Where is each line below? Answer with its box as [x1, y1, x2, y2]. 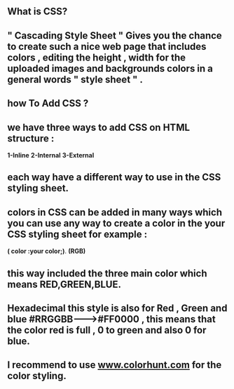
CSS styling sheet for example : [7, 228, 148, 240]
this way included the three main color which [7, 267, 207, 279]
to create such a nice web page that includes [7, 40, 207, 52]
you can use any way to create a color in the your [7, 217, 226, 229]
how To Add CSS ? [7, 98, 89, 110]
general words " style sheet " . [7, 73, 144, 85]
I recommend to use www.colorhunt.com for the [7, 359, 222, 371]
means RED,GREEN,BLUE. [7, 278, 121, 291]
